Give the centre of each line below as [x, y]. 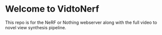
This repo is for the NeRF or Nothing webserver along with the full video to [81, 22]
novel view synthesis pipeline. [36, 27]
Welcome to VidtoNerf [52, 9]
